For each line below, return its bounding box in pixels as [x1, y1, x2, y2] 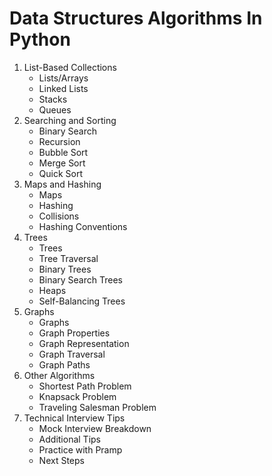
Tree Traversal [38, 252, 99, 264]
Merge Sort [38, 157, 86, 169]
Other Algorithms [23, 369, 96, 381]
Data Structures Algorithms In [9, 7, 263, 30]
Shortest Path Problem [38, 380, 132, 392]
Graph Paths [38, 358, 91, 371]
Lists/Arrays [38, 72, 89, 84]
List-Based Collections [23, 61, 117, 73]
